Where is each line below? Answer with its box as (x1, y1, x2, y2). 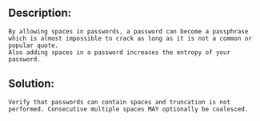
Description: (8, 6, 72, 20)
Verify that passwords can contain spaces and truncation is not (8, 98, 230, 106)
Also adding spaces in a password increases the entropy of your (8, 48, 230, 57)
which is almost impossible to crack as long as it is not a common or (8, 34, 252, 42)
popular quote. (8, 41, 59, 49)
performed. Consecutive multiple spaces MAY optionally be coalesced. (8, 105, 249, 113)
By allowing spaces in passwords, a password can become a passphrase (8, 27, 249, 35)
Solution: (8, 77, 54, 91)
